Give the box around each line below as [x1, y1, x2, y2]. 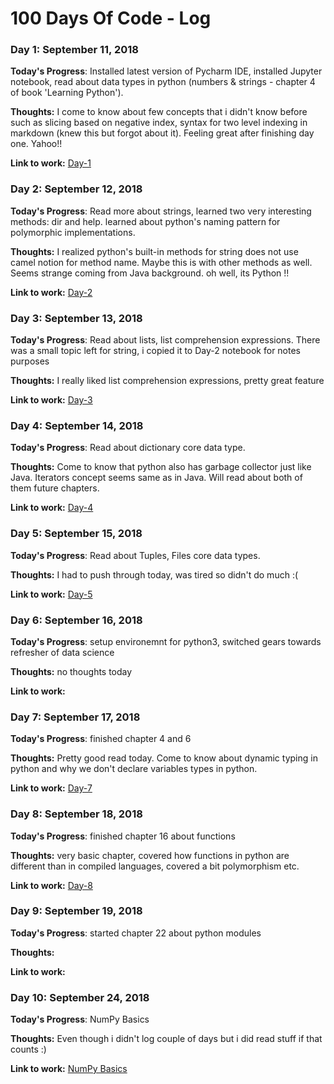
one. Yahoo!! [10, 138, 63, 150]
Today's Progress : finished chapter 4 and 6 [10, 733, 192, 745]
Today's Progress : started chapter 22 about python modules [10, 927, 262, 939]
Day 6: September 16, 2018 [10, 613, 143, 627]
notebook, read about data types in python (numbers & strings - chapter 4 [10, 76, 316, 88]
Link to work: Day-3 [10, 394, 93, 406]
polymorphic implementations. [10, 226, 136, 238]
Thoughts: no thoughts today [10, 665, 133, 677]
